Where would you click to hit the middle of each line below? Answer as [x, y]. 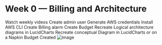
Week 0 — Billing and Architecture [76, 9]
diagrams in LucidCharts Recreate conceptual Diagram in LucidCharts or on [81, 32]
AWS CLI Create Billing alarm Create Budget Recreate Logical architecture [79, 27]
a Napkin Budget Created [30, 37]
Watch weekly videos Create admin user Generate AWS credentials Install [79, 22]
